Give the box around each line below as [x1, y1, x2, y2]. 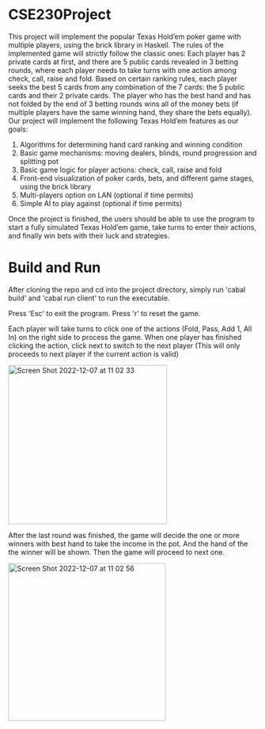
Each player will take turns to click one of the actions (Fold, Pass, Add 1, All [8, 323, 252, 334]
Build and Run [8, 259, 101, 277]
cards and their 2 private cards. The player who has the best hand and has [8, 90, 252, 100]
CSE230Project [8, 6, 112, 24]
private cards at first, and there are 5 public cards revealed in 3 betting [8, 57, 239, 67]
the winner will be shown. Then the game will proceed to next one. [8, 547, 225, 556]
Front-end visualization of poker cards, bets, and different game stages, [19, 173, 255, 183]
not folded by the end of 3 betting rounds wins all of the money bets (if [8, 99, 239, 109]
